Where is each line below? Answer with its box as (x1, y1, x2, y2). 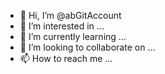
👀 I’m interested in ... (19, 20, 105, 32)
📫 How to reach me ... (19, 53, 113, 64)
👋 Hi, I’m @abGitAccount (19, 10, 122, 21)
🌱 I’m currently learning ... (19, 31, 127, 42)
